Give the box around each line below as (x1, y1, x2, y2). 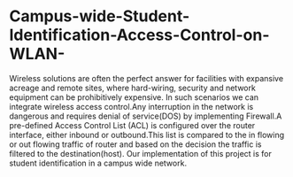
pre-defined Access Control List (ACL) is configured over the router (9, 119, 256, 130)
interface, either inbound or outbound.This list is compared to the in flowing (9, 129, 285, 140)
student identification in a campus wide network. (9, 158, 188, 168)
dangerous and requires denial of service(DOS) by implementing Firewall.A (9, 111, 282, 121)
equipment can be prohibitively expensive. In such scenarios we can (9, 91, 259, 103)
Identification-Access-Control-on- (9, 25, 270, 45)
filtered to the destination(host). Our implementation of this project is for (9, 148, 272, 158)
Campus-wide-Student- (9, 6, 190, 27)
